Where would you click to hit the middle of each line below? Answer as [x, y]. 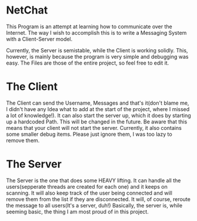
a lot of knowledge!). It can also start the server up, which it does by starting [98, 115]
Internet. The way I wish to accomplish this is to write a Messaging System [96, 32]
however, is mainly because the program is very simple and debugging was [97, 56]
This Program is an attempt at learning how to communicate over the [89, 26]
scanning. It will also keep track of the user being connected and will [89, 193]
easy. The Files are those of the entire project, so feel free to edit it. [88, 63]
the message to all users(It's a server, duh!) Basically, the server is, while [94, 205]
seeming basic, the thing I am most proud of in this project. [77, 212]
